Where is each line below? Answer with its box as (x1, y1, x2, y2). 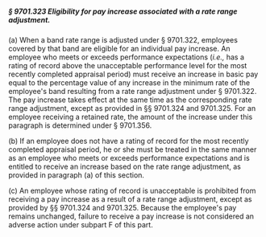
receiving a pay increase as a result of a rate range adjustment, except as (8, 194, 252, 204)
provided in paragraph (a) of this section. (8, 170, 145, 180)
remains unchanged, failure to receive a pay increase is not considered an (8, 211, 255, 221)
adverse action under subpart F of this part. (8, 219, 153, 229)
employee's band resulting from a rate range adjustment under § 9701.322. (8, 86, 257, 96)
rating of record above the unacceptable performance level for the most (8, 60, 247, 70)
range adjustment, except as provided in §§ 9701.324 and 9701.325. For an (8, 103, 256, 112)
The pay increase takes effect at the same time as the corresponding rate (8, 95, 252, 104)
